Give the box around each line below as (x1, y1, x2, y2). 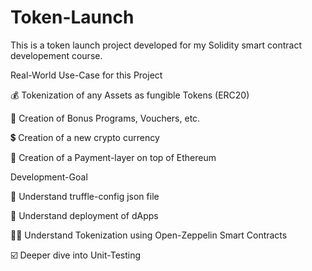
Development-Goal (10, 171, 88, 183)
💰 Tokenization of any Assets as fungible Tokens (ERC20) (10, 89, 250, 101)
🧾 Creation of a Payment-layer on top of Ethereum (10, 151, 217, 163)
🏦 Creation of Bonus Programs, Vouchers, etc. (10, 112, 201, 124)
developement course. (10, 49, 103, 61)
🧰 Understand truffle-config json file (10, 190, 160, 202)
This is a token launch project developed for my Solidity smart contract (10, 39, 302, 51)
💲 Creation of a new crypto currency (10, 131, 160, 143)
